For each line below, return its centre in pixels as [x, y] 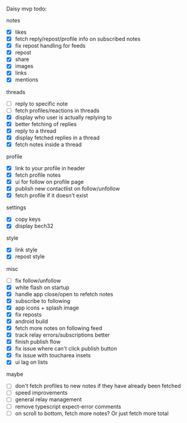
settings [16, 208]
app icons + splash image [47, 308]
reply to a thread [36, 131]
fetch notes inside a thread [48, 144]
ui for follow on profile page [49, 182]
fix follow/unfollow [38, 281]
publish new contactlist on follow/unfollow [67, 189]
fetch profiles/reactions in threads [57, 110]
